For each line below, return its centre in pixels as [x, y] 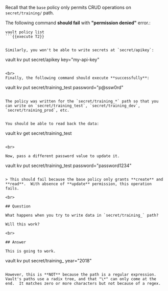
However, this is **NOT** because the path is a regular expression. [81, 275]
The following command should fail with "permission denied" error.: [78, 23]
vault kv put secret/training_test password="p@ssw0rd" [64, 87]
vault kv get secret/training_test [39, 133]
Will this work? [22, 224]
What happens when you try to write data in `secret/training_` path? [82, 215]
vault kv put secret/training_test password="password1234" [68, 165]
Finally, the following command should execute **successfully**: [77, 78]
